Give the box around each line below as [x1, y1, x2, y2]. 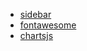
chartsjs [19, 30, 54, 41]
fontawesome [19, 19, 77, 31]
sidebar [19, 9, 52, 20]
